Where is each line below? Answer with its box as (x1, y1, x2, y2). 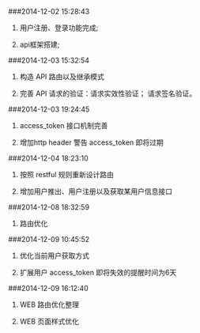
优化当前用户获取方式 (19, 251, 89, 260)
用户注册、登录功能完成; (19, 23, 99, 32)
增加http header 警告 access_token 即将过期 (19, 138, 164, 147)
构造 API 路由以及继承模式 (19, 72, 105, 81)
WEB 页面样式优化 (19, 316, 80, 326)
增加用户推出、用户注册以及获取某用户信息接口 (19, 187, 172, 196)
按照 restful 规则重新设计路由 (19, 170, 115, 179)
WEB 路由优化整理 (19, 300, 80, 309)
